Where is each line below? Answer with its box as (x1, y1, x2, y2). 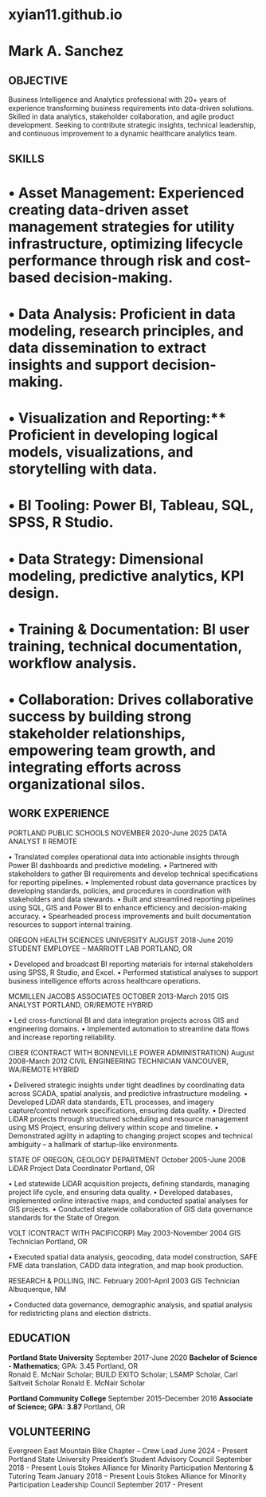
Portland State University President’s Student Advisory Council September (8, 1455, 252, 1464)
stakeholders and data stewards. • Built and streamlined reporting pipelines (8, 894, 256, 904)
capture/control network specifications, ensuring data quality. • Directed (8, 1106, 247, 1115)
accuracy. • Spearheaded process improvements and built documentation (8, 911, 252, 921)
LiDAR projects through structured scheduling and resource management (8, 1114, 248, 1123)
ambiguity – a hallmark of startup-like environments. (8, 1139, 179, 1149)
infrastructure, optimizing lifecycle (8, 234, 244, 253)
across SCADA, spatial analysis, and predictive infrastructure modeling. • (8, 1088, 248, 1098)
